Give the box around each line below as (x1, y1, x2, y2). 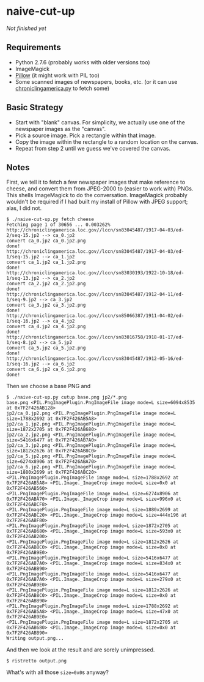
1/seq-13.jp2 (6, 275, 40, 282)
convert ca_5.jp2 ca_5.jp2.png (6, 345, 86, 351)
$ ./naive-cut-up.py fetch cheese (6, 216, 95, 223)
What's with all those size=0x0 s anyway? (6, 669, 109, 676)
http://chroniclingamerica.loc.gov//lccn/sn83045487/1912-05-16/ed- (6, 356, 184, 362)
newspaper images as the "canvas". (15, 125, 106, 132)
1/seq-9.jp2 (6, 297, 37, 303)
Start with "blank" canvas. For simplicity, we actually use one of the (15, 118, 185, 126)
